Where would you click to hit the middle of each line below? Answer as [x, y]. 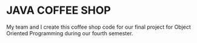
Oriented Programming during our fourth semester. [70, 33]
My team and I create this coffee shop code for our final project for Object [98, 27]
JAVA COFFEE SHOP [58, 10]
